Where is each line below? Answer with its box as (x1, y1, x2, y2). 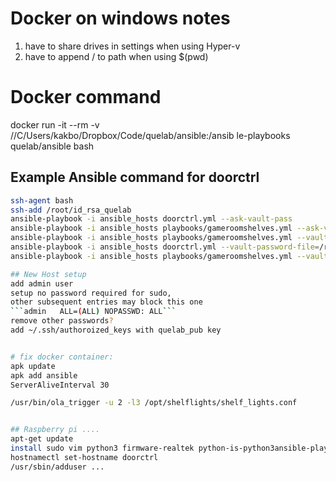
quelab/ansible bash (10, 140, 95, 152)
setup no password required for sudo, (10, 288, 172, 298)
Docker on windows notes (10, 7, 231, 30)
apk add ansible (10, 370, 78, 381)
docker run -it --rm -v (10, 118, 100, 131)
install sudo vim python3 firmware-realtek (10, 443, 195, 454)
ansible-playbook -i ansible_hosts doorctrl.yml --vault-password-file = (10, 242, 320, 252)
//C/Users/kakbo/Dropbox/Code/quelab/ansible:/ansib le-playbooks (10, 129, 291, 141)
